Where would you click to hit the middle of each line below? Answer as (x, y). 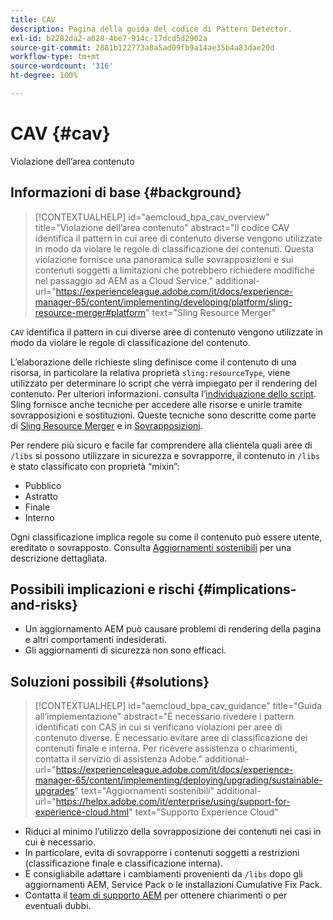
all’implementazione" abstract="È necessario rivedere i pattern (164, 717)
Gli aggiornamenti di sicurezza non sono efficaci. (125, 650)
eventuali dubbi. (58, 906)
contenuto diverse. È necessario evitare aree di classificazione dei (171, 738)
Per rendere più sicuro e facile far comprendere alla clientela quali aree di (161, 445)
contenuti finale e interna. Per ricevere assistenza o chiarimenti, (166, 748)
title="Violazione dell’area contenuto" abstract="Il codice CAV (162, 227)
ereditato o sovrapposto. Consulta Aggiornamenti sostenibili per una (151, 547)
